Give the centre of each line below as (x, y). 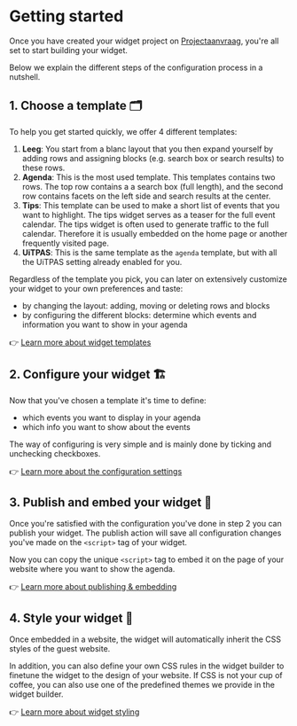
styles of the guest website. (60, 649)
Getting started (66, 16)
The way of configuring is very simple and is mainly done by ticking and (141, 444)
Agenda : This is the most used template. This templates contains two (148, 177)
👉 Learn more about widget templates (80, 342)
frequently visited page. (65, 243)
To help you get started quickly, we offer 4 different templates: (123, 131)
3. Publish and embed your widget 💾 (111, 502)
